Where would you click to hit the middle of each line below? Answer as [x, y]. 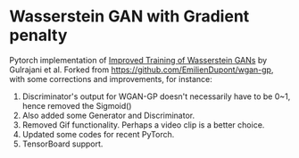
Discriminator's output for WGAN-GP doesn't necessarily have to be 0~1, [156, 96]
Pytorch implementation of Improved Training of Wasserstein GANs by [138, 60]
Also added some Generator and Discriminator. [108, 115]
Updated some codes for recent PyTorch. [98, 134]
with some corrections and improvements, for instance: [111, 79]
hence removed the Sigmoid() [77, 105]
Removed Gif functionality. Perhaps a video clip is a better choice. [143, 125]
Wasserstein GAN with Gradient [129, 17]
